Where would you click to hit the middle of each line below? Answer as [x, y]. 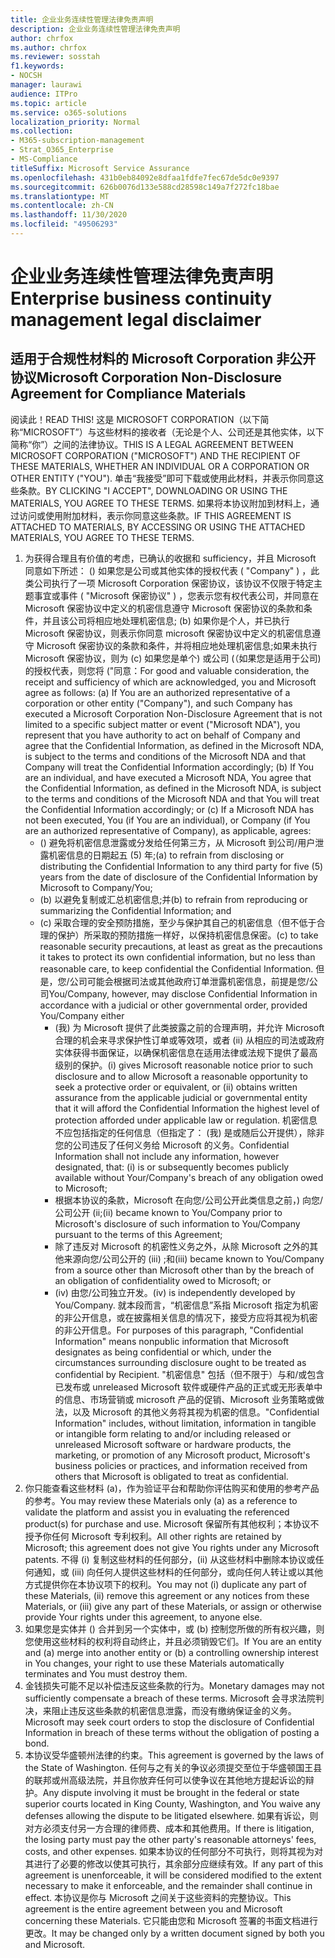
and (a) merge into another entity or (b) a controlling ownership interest [171, 1652]
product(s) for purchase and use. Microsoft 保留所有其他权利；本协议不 [172, 1523]
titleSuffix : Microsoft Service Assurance [100, 168]
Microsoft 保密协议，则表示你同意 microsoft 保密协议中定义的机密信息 [168, 633]
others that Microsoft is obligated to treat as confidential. [171, 1476]
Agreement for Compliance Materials [128, 394]
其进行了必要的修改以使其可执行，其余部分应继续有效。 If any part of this [174, 1863]
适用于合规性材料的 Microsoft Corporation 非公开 [163, 359]
